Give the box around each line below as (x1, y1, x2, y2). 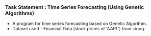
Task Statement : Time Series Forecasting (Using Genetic (5, 4, 144, 11)
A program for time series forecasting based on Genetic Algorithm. (12, 21, 147, 26)
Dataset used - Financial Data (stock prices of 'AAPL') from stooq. (12, 26, 146, 32)
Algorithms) (5, 10, 34, 16)
